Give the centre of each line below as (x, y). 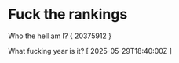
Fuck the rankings (68, 14)
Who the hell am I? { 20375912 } (60, 36)
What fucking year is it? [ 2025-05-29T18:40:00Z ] (90, 51)
